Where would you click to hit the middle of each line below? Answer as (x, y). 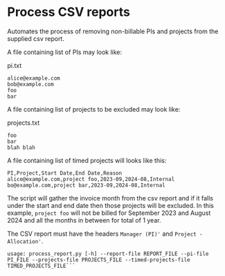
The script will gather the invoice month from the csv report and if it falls (110, 198)
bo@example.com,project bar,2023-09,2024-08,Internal (87, 185)
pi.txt (15, 65)
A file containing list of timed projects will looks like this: (87, 160)
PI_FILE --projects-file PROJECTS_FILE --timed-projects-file (99, 260)
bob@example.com (30, 84)
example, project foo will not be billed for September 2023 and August (109, 213)
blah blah (21, 147)
